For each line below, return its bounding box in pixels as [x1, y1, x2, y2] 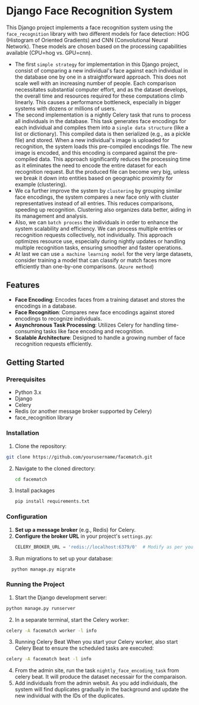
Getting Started [6, 358, 65, 368]
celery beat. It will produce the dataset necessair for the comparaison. [14, 673, 187, 681]
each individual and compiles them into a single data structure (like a [14, 124, 189, 131]
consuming [14, 327, 43, 334]
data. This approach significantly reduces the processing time [39, 155, 191, 162]
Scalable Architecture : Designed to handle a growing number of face [14, 334, 185, 341]
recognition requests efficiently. [14, 340, 93, 347]
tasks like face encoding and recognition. [43, 327, 144, 334]
